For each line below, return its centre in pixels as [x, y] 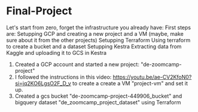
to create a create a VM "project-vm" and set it [130, 83]
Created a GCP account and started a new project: [77, 64]
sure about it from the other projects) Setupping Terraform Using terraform [98, 40]
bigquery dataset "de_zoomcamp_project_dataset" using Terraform [98, 102]
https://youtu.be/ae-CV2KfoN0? [152, 77]
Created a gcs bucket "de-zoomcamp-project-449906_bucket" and [98, 96]
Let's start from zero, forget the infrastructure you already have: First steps [99, 27]
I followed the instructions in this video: [63, 77]
